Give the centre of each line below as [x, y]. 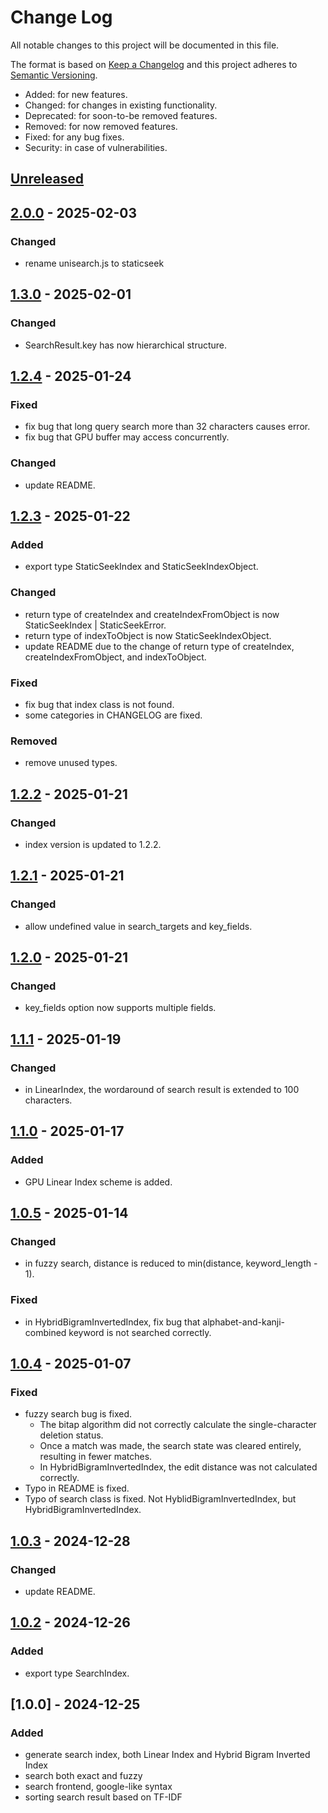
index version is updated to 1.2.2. [93, 844]
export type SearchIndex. [77, 1673]
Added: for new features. [76, 94]
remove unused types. [71, 763]
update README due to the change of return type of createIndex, [159, 646]
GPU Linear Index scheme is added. [98, 1182]
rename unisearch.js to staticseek [94, 263]
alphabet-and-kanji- [243, 1322]
